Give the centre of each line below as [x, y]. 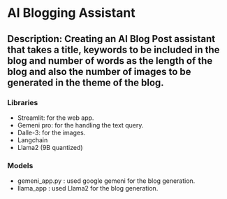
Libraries [23, 102]
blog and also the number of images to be [99, 71]
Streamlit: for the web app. [56, 118]
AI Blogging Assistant [71, 13]
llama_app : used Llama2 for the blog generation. [88, 188]
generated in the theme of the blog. [86, 82]
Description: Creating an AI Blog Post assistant [111, 39]
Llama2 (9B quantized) [50, 147]
